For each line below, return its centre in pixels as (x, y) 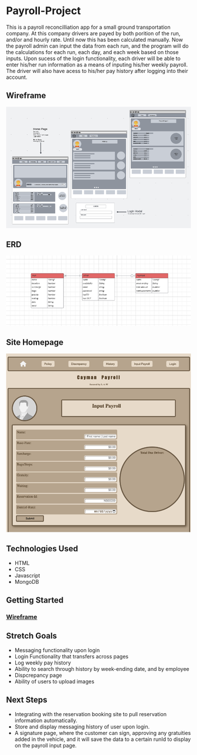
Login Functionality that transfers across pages (72, 656)
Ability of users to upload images (55, 681)
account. (17, 77)
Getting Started (35, 601)
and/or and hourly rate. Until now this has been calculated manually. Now (95, 39)
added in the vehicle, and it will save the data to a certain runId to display (103, 739)
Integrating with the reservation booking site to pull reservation (91, 714)
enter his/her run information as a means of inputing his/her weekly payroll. (97, 64)
